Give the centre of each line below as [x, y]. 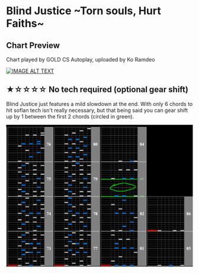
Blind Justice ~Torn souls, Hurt [84, 11]
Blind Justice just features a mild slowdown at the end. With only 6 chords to [99, 104]
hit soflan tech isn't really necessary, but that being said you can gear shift [97, 110]
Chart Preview [33, 45]
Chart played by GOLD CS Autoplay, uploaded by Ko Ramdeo [81, 60]
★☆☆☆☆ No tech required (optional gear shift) [97, 90]
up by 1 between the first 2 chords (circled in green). [70, 116]
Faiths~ [25, 23]
